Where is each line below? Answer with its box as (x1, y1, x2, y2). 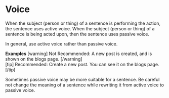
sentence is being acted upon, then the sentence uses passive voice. (5, 31, 150, 37)
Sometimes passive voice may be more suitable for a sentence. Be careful (5, 76, 160, 82)
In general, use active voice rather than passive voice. (5, 40, 118, 46)
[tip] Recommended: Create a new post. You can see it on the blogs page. (5, 61, 159, 67)
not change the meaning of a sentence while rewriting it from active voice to (5, 82, 164, 88)
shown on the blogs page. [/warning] (5, 56, 82, 62)
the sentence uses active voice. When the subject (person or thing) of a (5, 25, 155, 31)
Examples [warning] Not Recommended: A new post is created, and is (5, 51, 152, 57)
